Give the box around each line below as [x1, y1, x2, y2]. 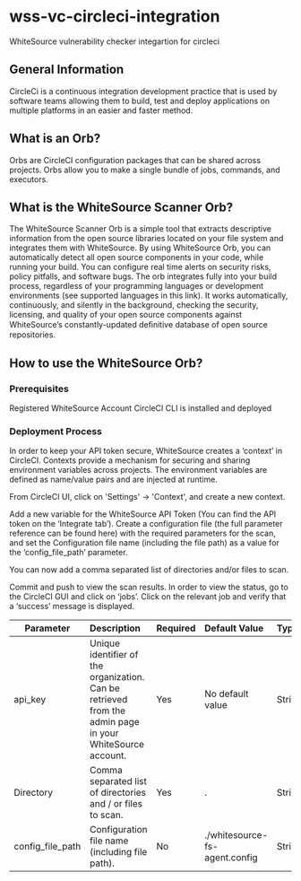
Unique [89, 637, 121, 650]
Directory [13, 787, 54, 799]
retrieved [89, 693, 128, 706]
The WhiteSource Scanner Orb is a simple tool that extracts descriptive [9, 223, 271, 234]
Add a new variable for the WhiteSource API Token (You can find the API [9, 509, 277, 519]
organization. [89, 671, 145, 684]
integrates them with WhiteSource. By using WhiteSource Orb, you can [9, 242, 271, 253]
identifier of [89, 649, 139, 661]
